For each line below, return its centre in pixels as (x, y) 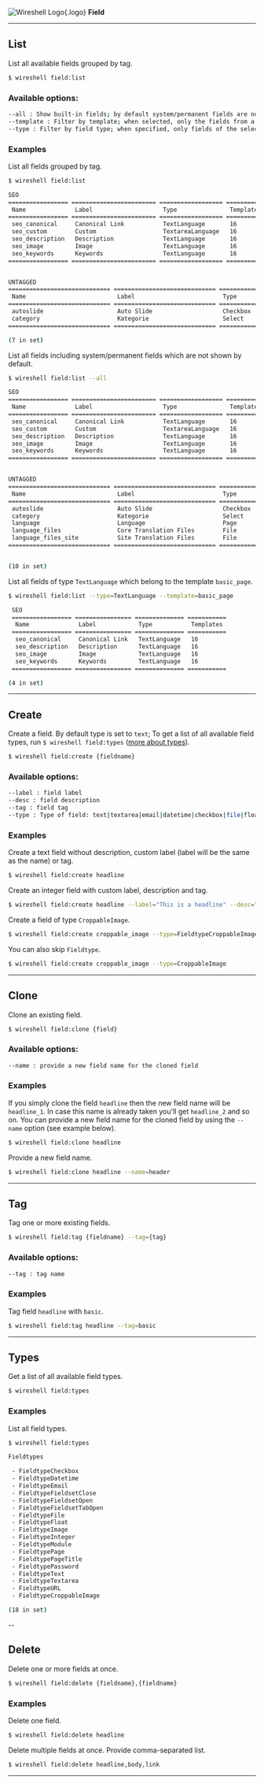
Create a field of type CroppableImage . (69, 920)
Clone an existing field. (45, 1015)
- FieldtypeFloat (40, 1522)
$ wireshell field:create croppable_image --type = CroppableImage (117, 964)
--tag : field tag (38, 808)
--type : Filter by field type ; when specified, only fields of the (123, 129)
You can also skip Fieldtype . (54, 949)
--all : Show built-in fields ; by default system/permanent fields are (128, 114)
